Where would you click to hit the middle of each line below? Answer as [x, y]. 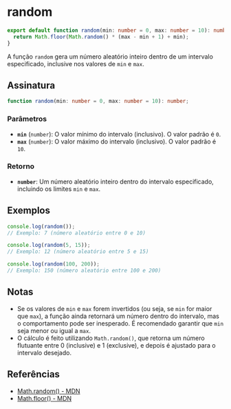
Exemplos [29, 211]
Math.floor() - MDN [44, 398]
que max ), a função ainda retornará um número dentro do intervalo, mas [118, 316]
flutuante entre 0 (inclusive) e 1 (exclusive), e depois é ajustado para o [116, 345]
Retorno [21, 166]
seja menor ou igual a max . [54, 330]
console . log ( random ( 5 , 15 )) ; [49, 246]
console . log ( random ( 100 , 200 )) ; [53, 264]
